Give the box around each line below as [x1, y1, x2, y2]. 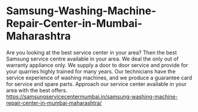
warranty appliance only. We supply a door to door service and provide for [6, 61, 189, 69]
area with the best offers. [6, 87, 68, 94]
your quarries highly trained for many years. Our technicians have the [6, 68, 176, 75]
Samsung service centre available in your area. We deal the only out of [6, 55, 179, 62]
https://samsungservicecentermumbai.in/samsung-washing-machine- [6, 93, 178, 100]
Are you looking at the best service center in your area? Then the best [6, 49, 177, 56]
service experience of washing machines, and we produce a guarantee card [6, 74, 193, 81]
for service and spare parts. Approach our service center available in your [6, 80, 187, 87]
